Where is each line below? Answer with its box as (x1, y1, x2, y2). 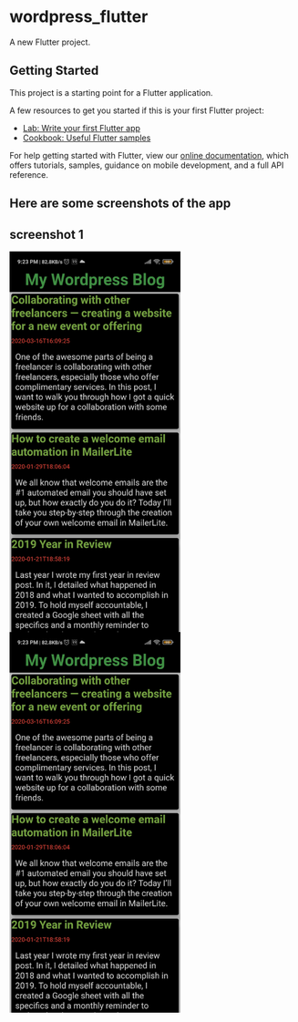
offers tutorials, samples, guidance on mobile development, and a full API (9, 160, 284, 170)
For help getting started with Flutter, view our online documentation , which (9, 150, 290, 160)
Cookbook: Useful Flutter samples (22, 132, 151, 143)
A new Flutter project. (9, 36, 91, 47)
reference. (9, 169, 48, 180)
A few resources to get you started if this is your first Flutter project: (9, 105, 264, 116)
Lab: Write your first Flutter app (22, 122, 141, 133)
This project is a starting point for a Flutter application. (9, 87, 213, 98)
